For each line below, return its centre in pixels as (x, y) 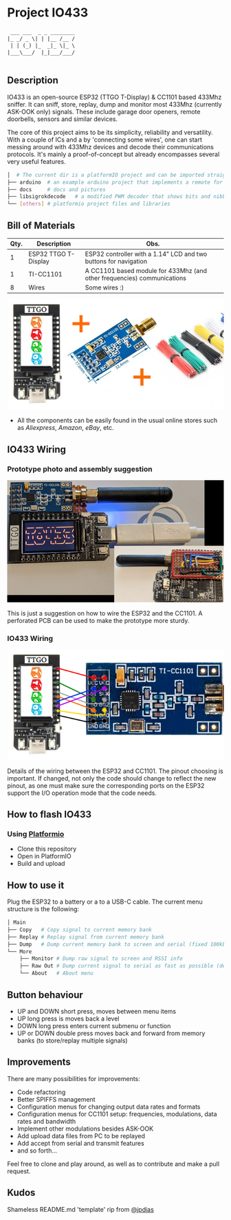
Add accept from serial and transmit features (80, 1143)
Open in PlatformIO (44, 856)
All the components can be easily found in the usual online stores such (117, 420)
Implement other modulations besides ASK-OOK (85, 1129)
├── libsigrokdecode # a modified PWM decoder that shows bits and (109, 197)
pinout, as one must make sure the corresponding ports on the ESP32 (106, 785)
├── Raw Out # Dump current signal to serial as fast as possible (117, 966)
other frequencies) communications (136, 278)
